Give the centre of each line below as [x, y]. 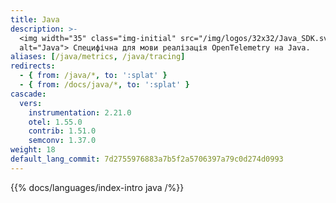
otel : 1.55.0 [55, 122]
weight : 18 [33, 150]
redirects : [33, 66]
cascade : [28, 94]
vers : [31, 103]
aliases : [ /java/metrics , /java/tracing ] [98, 57]
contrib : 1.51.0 [62, 131]
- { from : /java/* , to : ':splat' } [93, 76]
